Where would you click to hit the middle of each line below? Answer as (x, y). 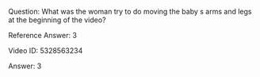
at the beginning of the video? (57, 20)
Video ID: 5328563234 (46, 50)
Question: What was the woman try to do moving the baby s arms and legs (130, 12)
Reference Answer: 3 (43, 35)
